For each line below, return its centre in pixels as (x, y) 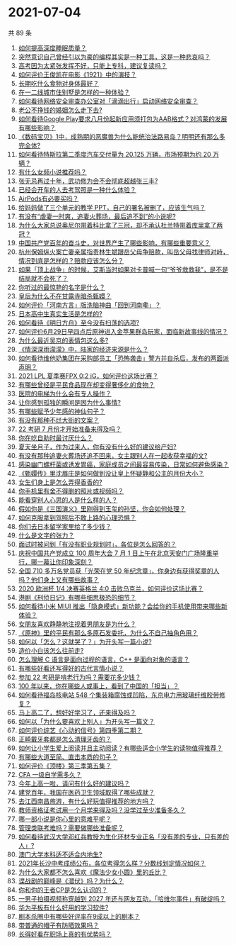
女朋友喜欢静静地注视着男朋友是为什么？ (77, 624)
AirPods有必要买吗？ (48, 198)
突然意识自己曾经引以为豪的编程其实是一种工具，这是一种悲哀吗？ (114, 57)
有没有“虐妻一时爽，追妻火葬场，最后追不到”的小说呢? (97, 216)
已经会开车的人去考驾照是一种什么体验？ (77, 189)
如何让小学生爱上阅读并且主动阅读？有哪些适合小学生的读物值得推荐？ (120, 748)
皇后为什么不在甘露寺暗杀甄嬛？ (65, 296)
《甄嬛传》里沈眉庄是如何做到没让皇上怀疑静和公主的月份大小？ (111, 473)
